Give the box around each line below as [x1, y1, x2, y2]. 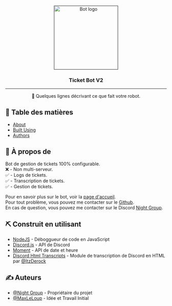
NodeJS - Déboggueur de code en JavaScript [12, 236, 110, 242]
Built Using [12, 127, 36, 133]
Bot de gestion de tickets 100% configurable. [5, 161, 100, 167]
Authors [12, 133, 30, 139]
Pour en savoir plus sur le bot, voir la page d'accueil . [5, 193, 116, 200]
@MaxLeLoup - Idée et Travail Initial [12, 295, 89, 301]
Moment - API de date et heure [12, 247, 78, 253]
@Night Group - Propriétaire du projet [12, 290, 93, 296]
